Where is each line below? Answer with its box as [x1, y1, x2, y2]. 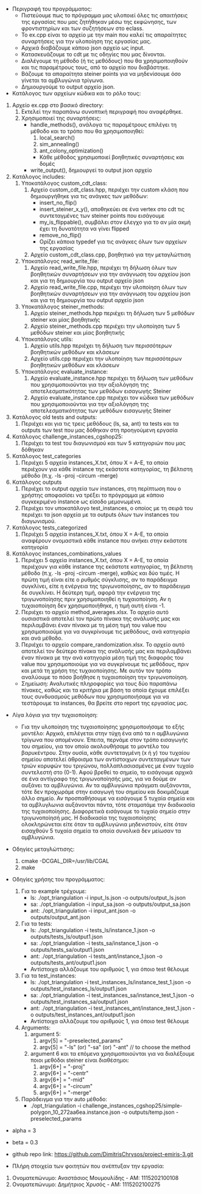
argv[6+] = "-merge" [39, 1089, 92, 1096]
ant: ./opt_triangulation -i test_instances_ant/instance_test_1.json [30, 1004, 192, 1012]
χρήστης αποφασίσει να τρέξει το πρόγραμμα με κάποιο [21, 492, 164, 499]
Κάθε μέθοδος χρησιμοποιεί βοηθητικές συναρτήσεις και [39, 154, 185, 161]
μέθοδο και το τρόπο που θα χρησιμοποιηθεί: [30, 128, 144, 135]
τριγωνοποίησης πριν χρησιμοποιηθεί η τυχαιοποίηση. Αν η [21, 596, 172, 603]
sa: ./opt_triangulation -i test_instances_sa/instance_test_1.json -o [30, 992, 194, 999]
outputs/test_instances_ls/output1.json [30, 985, 127, 992]
